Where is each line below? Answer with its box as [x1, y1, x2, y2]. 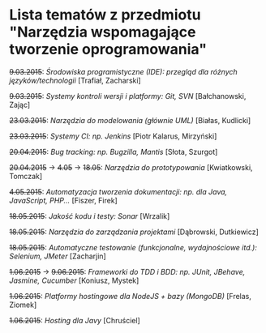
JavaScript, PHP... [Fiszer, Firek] [9, 195, 118, 205]
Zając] [9, 100, 31, 109]
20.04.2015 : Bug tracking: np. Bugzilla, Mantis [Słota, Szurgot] [9, 147, 218, 156]
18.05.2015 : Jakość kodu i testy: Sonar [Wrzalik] [9, 211, 170, 220]
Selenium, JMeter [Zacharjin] [9, 251, 106, 261]
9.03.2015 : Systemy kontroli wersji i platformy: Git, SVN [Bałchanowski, [9, 91, 247, 100]
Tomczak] [9, 171, 43, 181]
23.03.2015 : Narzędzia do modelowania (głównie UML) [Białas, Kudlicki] [9, 115, 251, 125]
